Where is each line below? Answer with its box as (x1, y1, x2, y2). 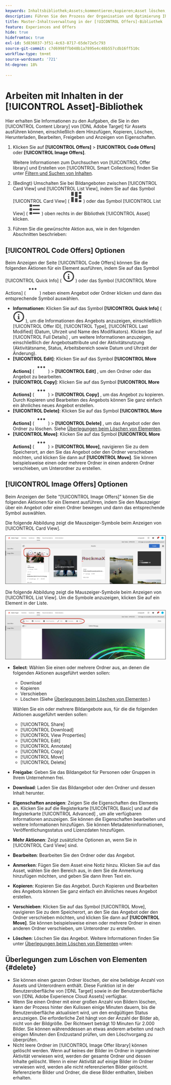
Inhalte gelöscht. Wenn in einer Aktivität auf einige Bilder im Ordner (12, 1058, 154, 1065)
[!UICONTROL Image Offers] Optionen (5, 480, 128, 489)
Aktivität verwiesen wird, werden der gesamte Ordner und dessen (12, 1053, 151, 1059)
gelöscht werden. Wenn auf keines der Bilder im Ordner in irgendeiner (12, 1047, 159, 1053)
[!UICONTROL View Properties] (20, 732, 86, 738)
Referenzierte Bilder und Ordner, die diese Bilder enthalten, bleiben (12, 1069, 154, 1075)
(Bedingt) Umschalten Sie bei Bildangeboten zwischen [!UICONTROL (12, 180, 158, 186)
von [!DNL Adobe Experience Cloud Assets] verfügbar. (12, 993, 128, 999)
